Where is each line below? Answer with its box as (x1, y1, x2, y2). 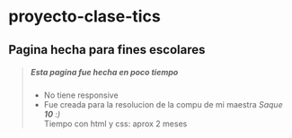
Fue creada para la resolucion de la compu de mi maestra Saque (43, 99, 284, 109)
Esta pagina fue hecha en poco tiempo (30, 67, 179, 78)
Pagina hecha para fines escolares (8, 42, 206, 57)
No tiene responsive (43, 90, 119, 100)
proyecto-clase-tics (8, 6, 161, 27)
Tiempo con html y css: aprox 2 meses (43, 118, 188, 129)
